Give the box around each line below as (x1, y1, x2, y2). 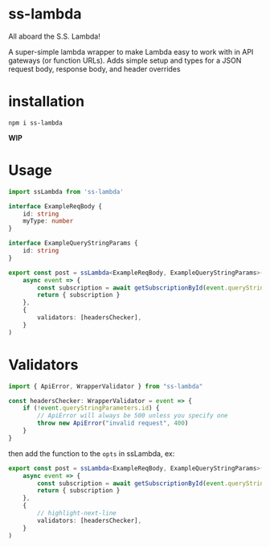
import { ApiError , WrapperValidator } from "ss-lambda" (8, 382, 203, 390)
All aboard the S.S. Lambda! (8, 31, 100, 41)
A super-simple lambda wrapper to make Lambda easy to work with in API (8, 47, 254, 56)
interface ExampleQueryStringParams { (8, 239, 138, 248)
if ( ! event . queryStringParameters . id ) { (22, 404, 160, 413)
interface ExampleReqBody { (8, 202, 103, 210)
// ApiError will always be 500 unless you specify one (37, 412, 228, 420)
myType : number (22, 217, 74, 225)
